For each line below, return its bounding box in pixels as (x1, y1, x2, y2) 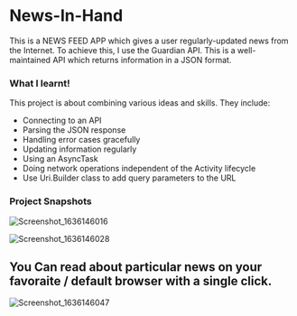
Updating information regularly (22, 144, 137, 154)
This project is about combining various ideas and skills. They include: (9, 98, 271, 108)
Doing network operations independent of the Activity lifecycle (22, 163, 256, 174)
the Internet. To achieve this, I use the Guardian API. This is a (9, 44, 237, 55)
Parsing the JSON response (22, 125, 126, 135)
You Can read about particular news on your (9, 259, 263, 274)
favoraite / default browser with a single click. (9, 273, 273, 289)
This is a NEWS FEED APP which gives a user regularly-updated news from (9, 35, 289, 46)
